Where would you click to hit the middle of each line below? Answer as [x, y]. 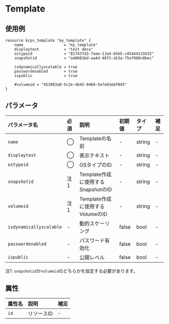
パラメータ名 [23, 125]
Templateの [93, 138]
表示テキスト [94, 155]
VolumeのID [93, 214]
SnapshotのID [96, 189]
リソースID [40, 313]
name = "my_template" [56, 45]
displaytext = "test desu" [54, 49]
